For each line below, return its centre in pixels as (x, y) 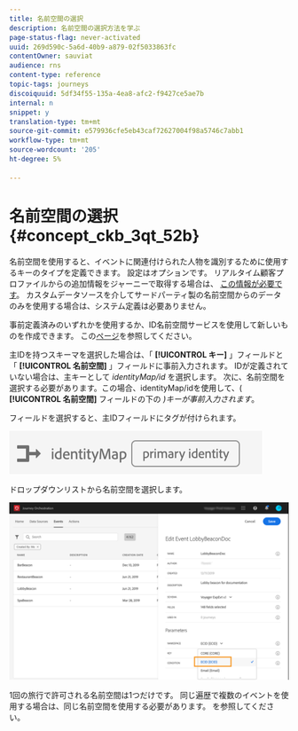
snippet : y (29, 112)
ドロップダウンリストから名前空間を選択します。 (98, 489)
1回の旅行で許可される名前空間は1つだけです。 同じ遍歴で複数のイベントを (145, 696)
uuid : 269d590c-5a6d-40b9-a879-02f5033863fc (93, 47)
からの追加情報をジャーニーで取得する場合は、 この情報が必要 (161, 283)
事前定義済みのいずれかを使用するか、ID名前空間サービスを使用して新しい (145, 325)
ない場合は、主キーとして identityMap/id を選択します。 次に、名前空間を (151, 376)
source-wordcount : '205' (55, 150)
